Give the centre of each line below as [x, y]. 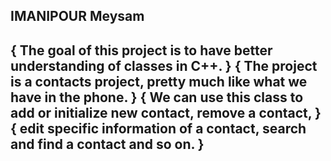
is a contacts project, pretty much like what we [159, 81]
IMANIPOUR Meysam [77, 16]
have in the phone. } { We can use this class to [157, 97]
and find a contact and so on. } [107, 144]
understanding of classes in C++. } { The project [164, 65]
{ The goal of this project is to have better [141, 50]
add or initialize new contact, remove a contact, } [166, 112]
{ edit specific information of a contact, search [158, 128]
